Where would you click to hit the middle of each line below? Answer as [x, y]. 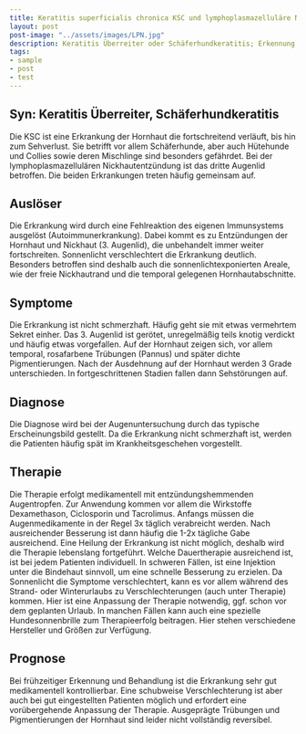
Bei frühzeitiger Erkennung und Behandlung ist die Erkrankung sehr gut [143, 680]
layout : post [34, 26]
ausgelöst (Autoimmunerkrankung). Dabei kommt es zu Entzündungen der [149, 236]
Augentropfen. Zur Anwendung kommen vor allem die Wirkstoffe [131, 504]
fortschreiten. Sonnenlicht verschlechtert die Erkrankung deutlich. [133, 255]
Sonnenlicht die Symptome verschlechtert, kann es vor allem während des [149, 582]
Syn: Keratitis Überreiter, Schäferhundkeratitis [144, 115]
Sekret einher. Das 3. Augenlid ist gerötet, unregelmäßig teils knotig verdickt [152, 335]
